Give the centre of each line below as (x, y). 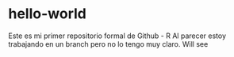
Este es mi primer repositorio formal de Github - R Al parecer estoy (117, 36)
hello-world (48, 14)
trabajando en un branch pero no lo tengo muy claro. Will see (108, 44)
